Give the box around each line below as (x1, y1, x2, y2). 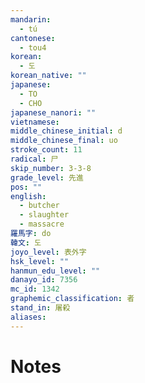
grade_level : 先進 (10, 172, 84, 183)
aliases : (10, 312, 47, 322)
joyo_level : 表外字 (10, 247, 87, 257)
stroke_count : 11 (10, 145, 83, 155)
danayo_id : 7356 (10, 275, 78, 285)
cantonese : (10, 33, 56, 43)
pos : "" (10, 182, 43, 192)
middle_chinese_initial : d (10, 126, 123, 136)
